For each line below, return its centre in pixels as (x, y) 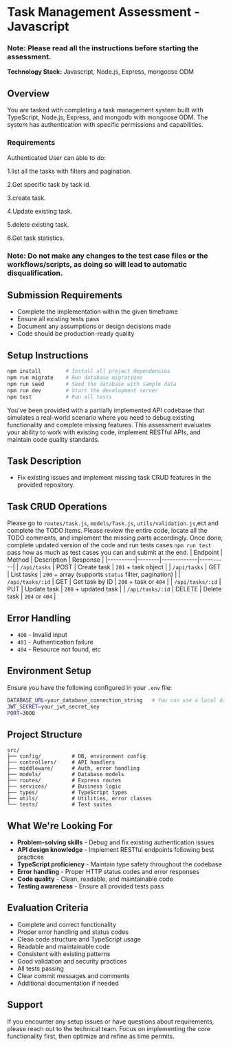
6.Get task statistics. (36, 238)
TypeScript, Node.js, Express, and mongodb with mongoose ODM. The (108, 117)
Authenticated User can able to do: (57, 157)
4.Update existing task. (40, 211)
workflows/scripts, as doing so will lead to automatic (97, 264)
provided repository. (46, 485)
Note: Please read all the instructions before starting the (103, 48)
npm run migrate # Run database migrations (75, 378)
